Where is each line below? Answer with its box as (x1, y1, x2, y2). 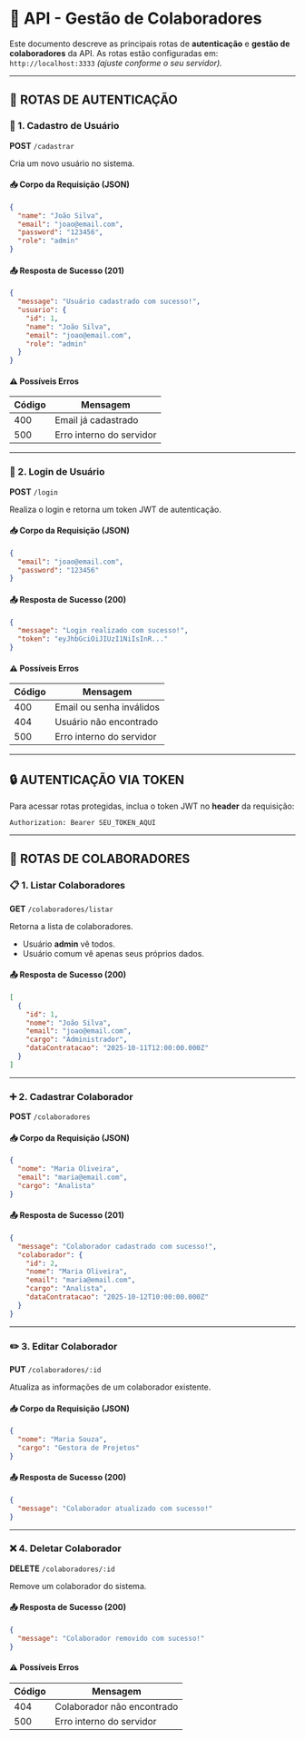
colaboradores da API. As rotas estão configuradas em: (9, 47, 219, 58)
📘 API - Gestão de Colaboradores (9, 8, 262, 29)
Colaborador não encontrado (54, 1700, 179, 1713)
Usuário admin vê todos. (22, 938, 115, 949)
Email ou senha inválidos (54, 701, 161, 713)
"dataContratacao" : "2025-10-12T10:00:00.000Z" (25, 1292, 209, 1302)
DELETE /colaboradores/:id (9, 1563, 115, 1574)
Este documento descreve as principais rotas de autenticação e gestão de (9, 38, 290, 49)
